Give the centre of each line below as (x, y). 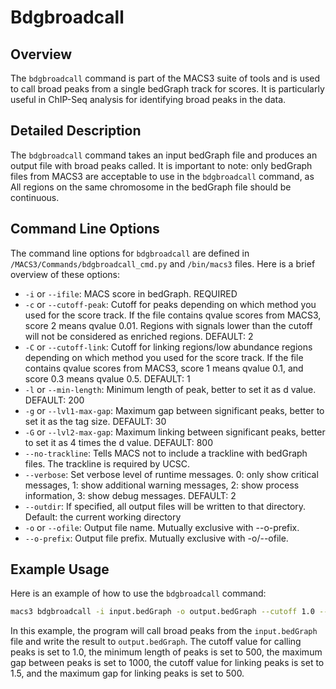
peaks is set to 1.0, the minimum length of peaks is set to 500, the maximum (166, 652)
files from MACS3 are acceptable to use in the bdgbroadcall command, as (162, 176)
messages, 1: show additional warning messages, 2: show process (162, 485)
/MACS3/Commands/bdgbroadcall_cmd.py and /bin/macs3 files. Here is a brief (163, 263)
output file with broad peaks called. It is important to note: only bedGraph (161, 165)
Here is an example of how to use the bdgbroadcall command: (138, 593)
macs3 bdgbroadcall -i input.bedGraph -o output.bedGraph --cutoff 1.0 (162, 612)
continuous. (35, 197)
